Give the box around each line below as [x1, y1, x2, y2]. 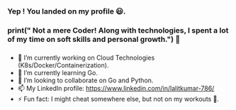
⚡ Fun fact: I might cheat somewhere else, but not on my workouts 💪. [17, 94, 220, 103]
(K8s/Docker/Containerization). [17, 60, 109, 70]
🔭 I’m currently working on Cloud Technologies [17, 53, 155, 62]
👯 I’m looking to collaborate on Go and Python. [17, 76, 154, 84]
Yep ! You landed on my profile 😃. [7, 6, 126, 16]
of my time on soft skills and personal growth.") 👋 [7, 34, 181, 44]
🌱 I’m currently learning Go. [17, 68, 98, 77]
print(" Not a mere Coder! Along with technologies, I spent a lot [7, 25, 229, 35]
